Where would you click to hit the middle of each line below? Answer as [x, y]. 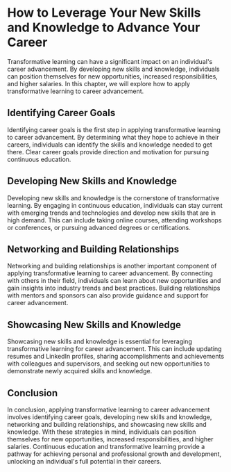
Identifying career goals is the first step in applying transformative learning [114, 129]
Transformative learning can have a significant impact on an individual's [110, 61]
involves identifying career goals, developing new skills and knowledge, [110, 417]
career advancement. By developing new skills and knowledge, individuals [113, 69]
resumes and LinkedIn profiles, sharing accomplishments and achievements [115, 357]
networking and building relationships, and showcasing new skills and [107, 424]
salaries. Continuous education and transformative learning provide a [106, 447]
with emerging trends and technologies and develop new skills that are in [112, 213]
